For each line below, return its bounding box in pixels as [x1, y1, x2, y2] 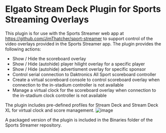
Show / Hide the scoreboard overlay [12, 55, 86, 61]
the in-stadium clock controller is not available [12, 92, 107, 98]
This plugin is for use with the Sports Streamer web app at [5, 30, 124, 36]
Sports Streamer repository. [5, 122, 62, 128]
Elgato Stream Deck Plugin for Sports [5, 3, 161, 15]
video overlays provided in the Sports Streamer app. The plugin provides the [5, 41, 162, 46]
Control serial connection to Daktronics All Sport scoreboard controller [12, 71, 157, 77]
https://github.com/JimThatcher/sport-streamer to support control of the [5, 36, 153, 42]
